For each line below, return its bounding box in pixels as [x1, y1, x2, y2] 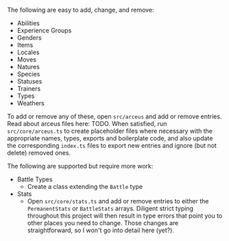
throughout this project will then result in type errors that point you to [27, 212, 223, 220]
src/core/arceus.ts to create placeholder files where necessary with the [7, 127, 213, 135]
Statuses [16, 77, 43, 85]
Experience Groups [16, 27, 72, 34]
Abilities [16, 19, 40, 27]
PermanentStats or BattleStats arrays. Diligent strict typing [27, 205, 194, 212]
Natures [16, 63, 40, 71]
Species [16, 70, 40, 78]
